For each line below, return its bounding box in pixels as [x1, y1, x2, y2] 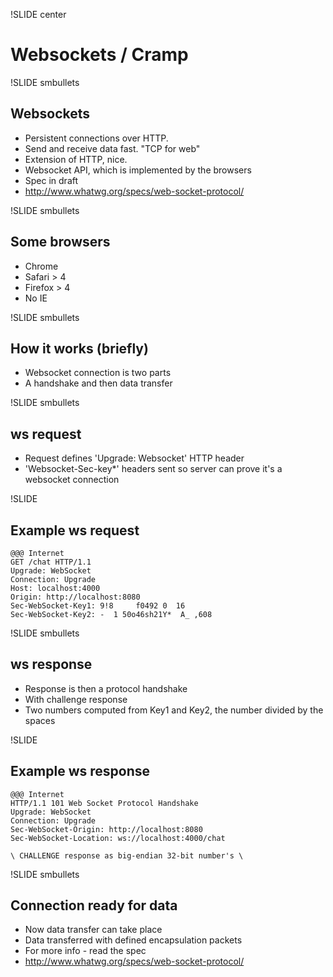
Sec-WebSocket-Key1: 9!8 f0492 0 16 [10, 601, 186, 611]
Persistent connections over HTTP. [24, 132, 169, 144]
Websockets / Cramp [10, 44, 189, 66]
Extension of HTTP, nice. [24, 153, 128, 165]
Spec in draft [24, 174, 79, 186]
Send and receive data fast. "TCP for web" [24, 142, 201, 154]
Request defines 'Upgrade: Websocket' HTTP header [24, 452, 245, 464]
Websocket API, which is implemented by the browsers [24, 164, 252, 176]
